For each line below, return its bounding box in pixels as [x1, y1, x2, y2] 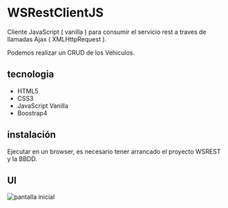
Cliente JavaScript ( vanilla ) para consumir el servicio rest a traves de [7, 28, 207, 36]
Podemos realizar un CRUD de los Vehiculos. [7, 48, 135, 57]
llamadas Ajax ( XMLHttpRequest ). [7, 35, 107, 43]
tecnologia [7, 68, 55, 80]
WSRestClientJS [7, 5, 104, 21]
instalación [7, 129, 57, 141]
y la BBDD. [7, 154, 37, 163]
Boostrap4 [17, 108, 48, 117]
